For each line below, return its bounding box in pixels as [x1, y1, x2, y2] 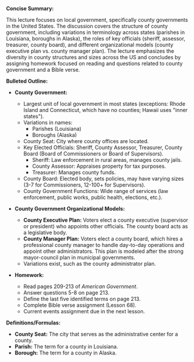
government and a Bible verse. [6, 66, 80, 73]
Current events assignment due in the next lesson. [23, 308, 145, 314]
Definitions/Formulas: [6, 319, 61, 326]
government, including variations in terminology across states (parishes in [6, 29, 185, 36]
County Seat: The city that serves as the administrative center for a [14, 331, 178, 337]
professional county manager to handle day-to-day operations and [23, 242, 185, 248]
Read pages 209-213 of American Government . [23, 283, 138, 290]
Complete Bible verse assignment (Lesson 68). [23, 302, 137, 309]
